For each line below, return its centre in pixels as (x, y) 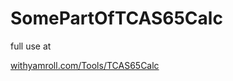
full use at (31, 46)
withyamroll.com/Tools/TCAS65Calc (85, 65)
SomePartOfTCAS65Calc (116, 18)
